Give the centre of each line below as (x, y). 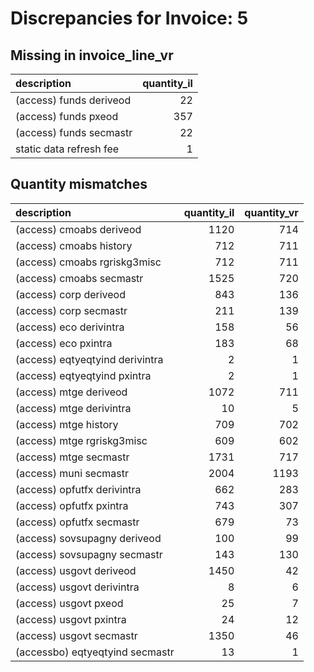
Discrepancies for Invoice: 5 (129, 18)
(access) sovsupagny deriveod (88, 538)
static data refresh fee (67, 149)
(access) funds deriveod (73, 100)
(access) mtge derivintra (73, 408)
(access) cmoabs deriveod (78, 229)
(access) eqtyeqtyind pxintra (83, 375)
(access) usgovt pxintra (71, 619)
